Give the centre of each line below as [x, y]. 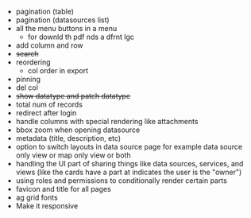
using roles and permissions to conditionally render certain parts [122, 181]
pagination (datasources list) [62, 20]
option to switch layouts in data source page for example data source [129, 147]
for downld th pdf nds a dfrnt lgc [81, 37]
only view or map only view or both [73, 155]
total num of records [49, 104]
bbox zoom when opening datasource [78, 130]
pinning [28, 79]
